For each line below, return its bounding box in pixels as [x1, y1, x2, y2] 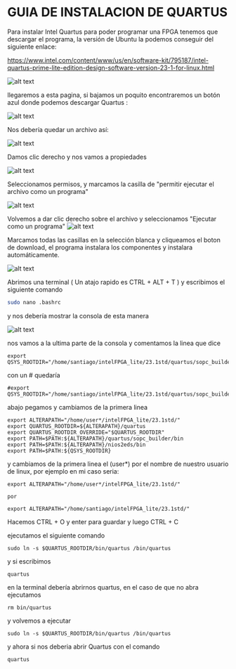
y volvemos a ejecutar [7, 616, 72, 625]
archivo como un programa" [7, 187, 89, 195]
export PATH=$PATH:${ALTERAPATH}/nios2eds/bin [7, 441, 146, 448]
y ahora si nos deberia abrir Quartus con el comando [7, 642, 160, 651]
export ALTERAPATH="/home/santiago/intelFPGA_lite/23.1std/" [7, 505, 190, 512]
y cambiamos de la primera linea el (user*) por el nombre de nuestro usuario [7, 460, 229, 468]
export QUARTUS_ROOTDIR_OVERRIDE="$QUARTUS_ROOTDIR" [7, 429, 165, 436]
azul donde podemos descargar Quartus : [7, 98, 129, 106]
